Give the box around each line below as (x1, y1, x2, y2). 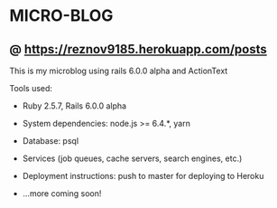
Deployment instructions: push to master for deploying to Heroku (22, 171, 264, 181)
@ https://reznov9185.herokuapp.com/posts (9, 42, 268, 57)
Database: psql (22, 136, 79, 146)
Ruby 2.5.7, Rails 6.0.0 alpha (22, 100, 127, 111)
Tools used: (9, 83, 52, 93)
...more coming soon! (22, 188, 102, 199)
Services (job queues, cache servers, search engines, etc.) (22, 153, 243, 164)
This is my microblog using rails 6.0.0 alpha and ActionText (9, 65, 228, 76)
